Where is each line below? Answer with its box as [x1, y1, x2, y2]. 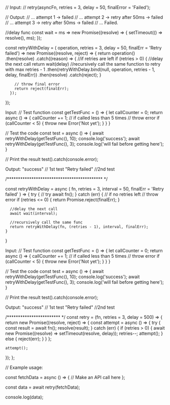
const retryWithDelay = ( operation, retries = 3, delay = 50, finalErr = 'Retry [5, 45, 162, 50]
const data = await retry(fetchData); [5, 384, 80, 390]
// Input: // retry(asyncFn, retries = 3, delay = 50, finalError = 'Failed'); [5, 5, 151, 10]
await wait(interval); [10, 211, 58, 216]
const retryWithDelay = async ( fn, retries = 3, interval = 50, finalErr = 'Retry [5, 186, 164, 192]
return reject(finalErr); [14, 86, 70, 91]
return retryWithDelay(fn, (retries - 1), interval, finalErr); [10, 224, 149, 229]
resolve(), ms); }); [5, 35, 42, 41]
